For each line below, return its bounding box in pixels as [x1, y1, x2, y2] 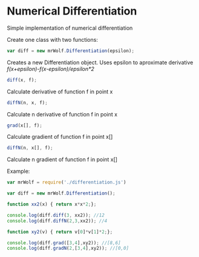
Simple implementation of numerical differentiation [7, 24, 133, 32]
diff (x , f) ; [7, 77, 37, 83]
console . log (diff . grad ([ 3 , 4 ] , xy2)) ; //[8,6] [7, 239, 121, 246]
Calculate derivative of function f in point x [7, 88, 113, 95]
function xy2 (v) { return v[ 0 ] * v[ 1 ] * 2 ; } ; [7, 229, 113, 235]
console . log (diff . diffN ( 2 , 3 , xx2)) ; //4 [7, 218, 108, 224]
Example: [7, 168, 30, 175]
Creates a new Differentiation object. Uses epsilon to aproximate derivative [7, 59, 194, 66]
